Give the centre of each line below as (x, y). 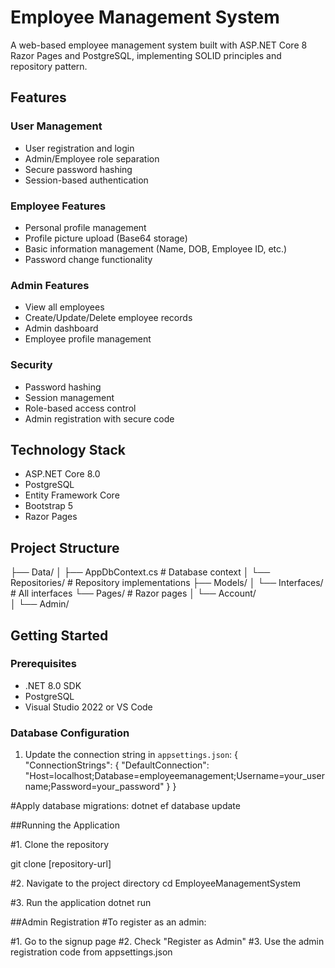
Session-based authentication (86, 180)
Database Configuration (70, 733)
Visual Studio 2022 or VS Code (88, 707)
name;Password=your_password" (94, 787)
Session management (69, 397)
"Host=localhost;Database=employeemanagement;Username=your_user (174, 776)
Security (31, 365)
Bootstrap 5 (49, 506)
